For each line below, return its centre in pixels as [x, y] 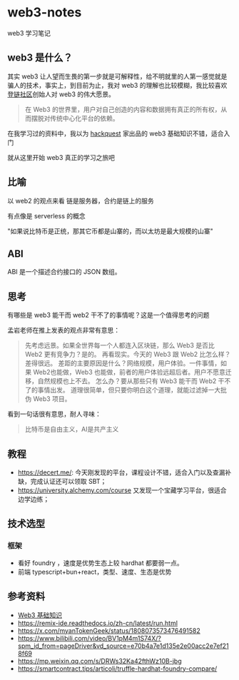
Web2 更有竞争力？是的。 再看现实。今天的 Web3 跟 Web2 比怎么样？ [128, 355]
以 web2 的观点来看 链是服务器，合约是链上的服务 [81, 201]
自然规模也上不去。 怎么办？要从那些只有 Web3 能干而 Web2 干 [131, 381]
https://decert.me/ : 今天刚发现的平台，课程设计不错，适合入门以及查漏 [121, 472]
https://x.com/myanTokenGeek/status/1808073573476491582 [109, 630]
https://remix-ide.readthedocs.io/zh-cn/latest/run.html [98, 623]
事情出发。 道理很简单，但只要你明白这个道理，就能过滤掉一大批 [132, 390]
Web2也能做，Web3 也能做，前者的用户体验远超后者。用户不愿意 [129, 372]
